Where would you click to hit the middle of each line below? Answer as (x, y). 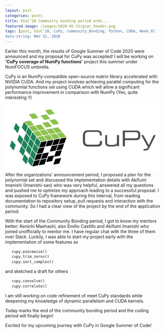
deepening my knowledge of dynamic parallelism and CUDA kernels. (75, 301)
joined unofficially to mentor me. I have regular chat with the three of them (81, 231)
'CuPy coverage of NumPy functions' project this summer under (71, 62)
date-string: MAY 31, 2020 (33, 37)
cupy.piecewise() (30, 251)
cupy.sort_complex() (33, 262)
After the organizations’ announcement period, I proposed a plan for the (78, 174)
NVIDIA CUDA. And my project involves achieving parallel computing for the (82, 82)
